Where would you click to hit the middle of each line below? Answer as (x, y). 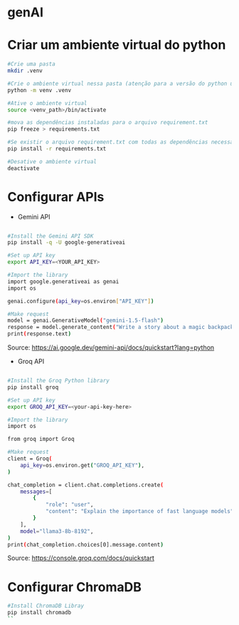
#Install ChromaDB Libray (46, 606)
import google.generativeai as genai (63, 281)
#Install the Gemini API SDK (51, 236)
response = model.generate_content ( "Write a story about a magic (106, 327)
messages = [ (36, 492)
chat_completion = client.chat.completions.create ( (85, 485)
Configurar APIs (56, 197)
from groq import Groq (41, 439)
